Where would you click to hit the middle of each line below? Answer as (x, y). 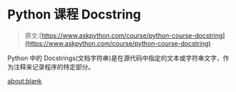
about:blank (25, 81)
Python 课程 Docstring (74, 15)
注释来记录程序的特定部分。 (54, 67)
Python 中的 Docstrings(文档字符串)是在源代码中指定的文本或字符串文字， (115, 58)
